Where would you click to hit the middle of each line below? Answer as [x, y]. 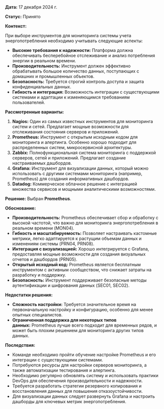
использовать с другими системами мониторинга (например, [77, 173]
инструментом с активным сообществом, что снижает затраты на [82, 270]
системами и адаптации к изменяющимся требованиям [71, 97]
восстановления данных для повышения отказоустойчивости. [77, 391]
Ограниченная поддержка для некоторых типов [64, 320]
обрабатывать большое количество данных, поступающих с [76, 71]
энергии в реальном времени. [44, 61]
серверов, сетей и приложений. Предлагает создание [69, 158]
